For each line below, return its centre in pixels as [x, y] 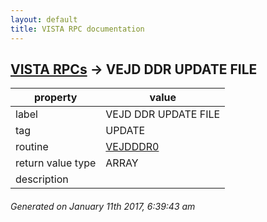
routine [32, 147]
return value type [56, 163]
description [42, 179]
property [56, 98]
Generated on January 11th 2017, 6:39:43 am [103, 206]
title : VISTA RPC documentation [77, 29]
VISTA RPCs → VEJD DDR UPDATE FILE [134, 69]
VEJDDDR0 [132, 147]
